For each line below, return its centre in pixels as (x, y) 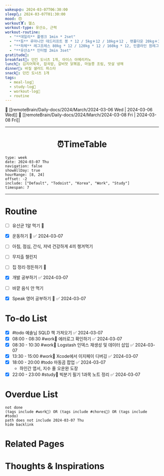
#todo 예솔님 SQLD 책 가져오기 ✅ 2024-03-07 (58, 332)
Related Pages (35, 444)
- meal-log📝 (22, 82)
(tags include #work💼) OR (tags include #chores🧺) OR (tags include (76, 412)
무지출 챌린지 (25, 257)
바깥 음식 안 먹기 (28, 288)
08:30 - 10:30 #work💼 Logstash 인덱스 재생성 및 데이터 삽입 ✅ (73, 345)
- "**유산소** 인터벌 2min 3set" (41, 50)
